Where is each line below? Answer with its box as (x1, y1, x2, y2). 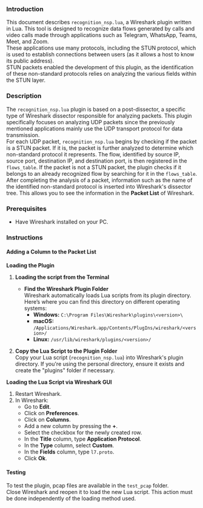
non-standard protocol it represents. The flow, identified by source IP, (6, 150, 181, 158)
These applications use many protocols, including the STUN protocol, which (6, 44, 196, 52)
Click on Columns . (24, 416, 71, 423)
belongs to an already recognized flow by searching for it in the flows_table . (6, 170, 198, 177)
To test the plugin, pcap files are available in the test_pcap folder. (6, 482, 169, 489)
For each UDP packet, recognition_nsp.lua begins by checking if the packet (6, 138, 197, 145)
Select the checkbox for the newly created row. (24, 429, 142, 436)
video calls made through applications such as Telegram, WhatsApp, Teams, (6, 32, 198, 39)
